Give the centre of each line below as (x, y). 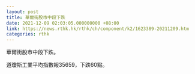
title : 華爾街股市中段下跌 (36, 17)
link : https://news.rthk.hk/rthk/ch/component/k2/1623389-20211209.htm (97, 29)
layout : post (22, 12)
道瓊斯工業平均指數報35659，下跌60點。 (57, 65)
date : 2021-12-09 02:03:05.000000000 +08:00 (63, 23)
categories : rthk (28, 34)
